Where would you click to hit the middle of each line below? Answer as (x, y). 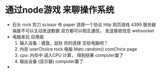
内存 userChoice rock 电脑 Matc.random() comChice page (78, 49)
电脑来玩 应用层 (28, 37)
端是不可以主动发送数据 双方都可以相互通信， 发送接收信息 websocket (83, 30)
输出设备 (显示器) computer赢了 (52, 61)
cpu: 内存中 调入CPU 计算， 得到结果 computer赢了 (71, 55)
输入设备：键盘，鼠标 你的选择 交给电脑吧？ (64, 43)
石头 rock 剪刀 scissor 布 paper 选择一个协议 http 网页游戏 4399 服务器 (84, 24)
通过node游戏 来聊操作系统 (60, 10)
